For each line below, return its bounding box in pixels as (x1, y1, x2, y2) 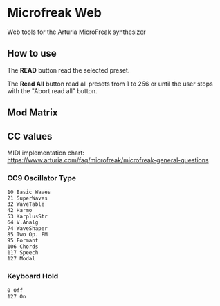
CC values (7, 130, 53, 142)
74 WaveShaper (7, 225, 48, 232)
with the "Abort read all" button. (7, 86, 98, 95)
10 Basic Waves (7, 189, 51, 196)
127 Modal (7, 256, 36, 262)
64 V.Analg (7, 219, 39, 226)
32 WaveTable (7, 201, 45, 208)
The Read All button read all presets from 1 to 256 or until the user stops (7, 79, 213, 88)
